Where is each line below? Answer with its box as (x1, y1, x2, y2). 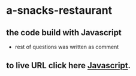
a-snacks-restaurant (6, 4, 113, 17)
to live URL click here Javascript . (6, 60, 131, 71)
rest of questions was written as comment (14, 43, 119, 50)
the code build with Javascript (6, 28, 122, 38)
